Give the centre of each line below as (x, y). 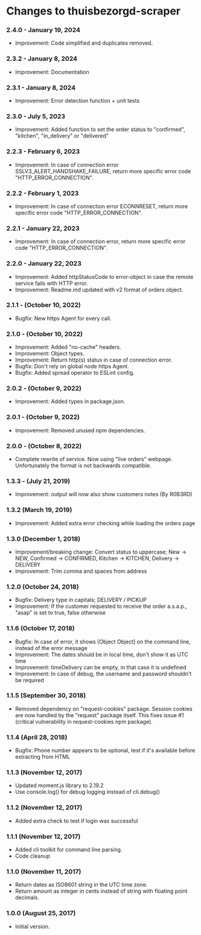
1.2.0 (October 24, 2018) (43, 587)
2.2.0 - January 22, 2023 (44, 264)
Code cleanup (32, 856)
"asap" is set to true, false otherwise (60, 613)
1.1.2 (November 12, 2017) (44, 808)
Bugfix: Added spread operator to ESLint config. (75, 373)
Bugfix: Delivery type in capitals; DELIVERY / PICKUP (81, 600)
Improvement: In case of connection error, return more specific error (100, 241)
